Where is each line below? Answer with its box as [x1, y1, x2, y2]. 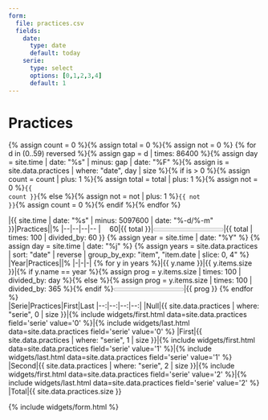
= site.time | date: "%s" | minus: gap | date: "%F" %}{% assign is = [8, 158, 230, 167]
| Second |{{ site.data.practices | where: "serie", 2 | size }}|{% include [8, 361, 235, 371]
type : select [29, 64, 74, 72]
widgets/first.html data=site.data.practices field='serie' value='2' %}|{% [8, 369, 247, 379]
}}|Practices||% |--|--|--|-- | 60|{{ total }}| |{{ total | [8, 224, 253, 234]
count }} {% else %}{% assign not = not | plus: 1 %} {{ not [8, 191, 201, 201]
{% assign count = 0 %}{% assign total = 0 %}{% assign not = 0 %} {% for [8, 140, 257, 150]
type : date [29, 42, 67, 50]
